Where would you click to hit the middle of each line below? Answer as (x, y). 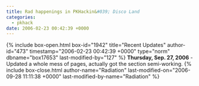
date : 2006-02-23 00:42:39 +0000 (48, 28)
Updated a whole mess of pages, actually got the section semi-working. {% (99, 64)
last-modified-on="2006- (159, 70)
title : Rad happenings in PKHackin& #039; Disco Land (73, 12)
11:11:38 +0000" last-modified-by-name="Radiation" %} (91, 77)
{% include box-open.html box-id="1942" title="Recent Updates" (86, 45)
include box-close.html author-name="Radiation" (66, 70)
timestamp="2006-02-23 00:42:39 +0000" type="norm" (100, 52)
